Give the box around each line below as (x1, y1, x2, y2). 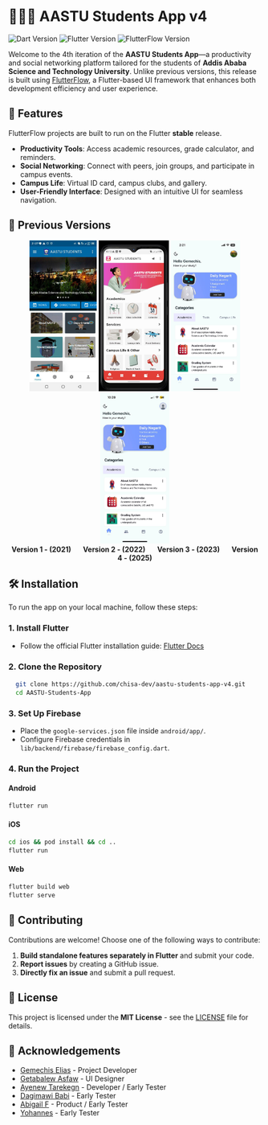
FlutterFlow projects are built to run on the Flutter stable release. (8, 128, 222, 138)
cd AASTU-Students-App (15, 688, 91, 696)
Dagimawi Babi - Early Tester (19, 1091, 116, 1101)
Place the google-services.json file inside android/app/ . (19, 726, 206, 736)
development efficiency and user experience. (8, 84, 158, 93)
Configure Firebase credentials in (19, 735, 131, 745)
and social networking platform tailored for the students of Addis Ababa (8, 58, 247, 68)
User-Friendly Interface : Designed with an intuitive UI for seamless (19, 187, 243, 196)
